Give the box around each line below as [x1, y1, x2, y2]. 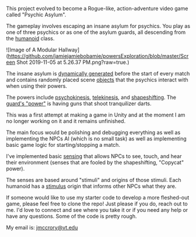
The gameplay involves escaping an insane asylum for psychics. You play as [6, 23, 191, 29]
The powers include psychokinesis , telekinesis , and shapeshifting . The [6, 94, 177, 101]
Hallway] [58, 46, 80, 53]
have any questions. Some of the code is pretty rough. [6, 213, 137, 219]
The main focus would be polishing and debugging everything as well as [6, 129, 181, 136]
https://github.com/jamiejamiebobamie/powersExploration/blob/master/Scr [8, 53, 189, 59]
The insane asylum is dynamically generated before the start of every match [6, 70, 190, 77]
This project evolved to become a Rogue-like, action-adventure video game [6, 5, 188, 12]
